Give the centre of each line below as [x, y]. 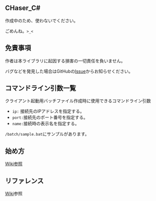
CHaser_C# [23, 8]
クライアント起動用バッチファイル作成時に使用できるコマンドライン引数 [78, 101]
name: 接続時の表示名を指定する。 [46, 124]
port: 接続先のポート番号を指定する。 [50, 117]
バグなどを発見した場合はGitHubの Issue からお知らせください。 [69, 71]
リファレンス [25, 181]
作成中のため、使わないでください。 [42, 20]
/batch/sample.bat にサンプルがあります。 [47, 134]
